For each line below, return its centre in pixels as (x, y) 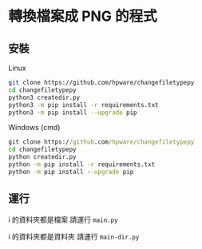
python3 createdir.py (44, 97)
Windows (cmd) (34, 128)
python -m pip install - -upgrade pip (71, 172)
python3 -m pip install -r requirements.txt (83, 105)
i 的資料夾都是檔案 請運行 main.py (63, 219)
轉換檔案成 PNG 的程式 (83, 16)
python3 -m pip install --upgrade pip (73, 113)
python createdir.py (43, 157)
